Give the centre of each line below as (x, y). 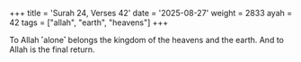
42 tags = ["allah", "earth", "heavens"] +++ (89, 22)
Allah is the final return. (53, 49)
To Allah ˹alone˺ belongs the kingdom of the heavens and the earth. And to (147, 40)
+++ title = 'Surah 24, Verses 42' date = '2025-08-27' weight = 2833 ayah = (151, 13)
